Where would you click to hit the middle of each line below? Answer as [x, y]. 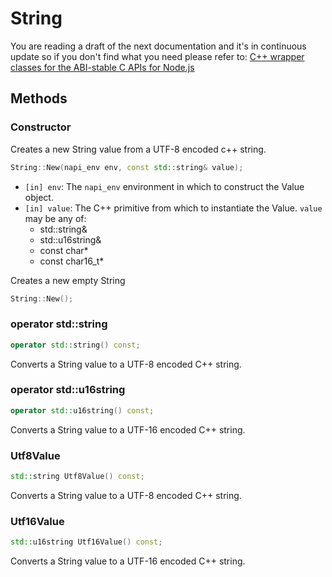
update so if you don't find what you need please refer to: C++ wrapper [157, 56]
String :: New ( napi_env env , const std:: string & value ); [127, 167]
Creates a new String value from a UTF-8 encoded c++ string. [138, 149]
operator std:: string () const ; [75, 345]
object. [39, 197]
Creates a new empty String [68, 280]
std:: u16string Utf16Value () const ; [86, 542]
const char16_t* [72, 261]
